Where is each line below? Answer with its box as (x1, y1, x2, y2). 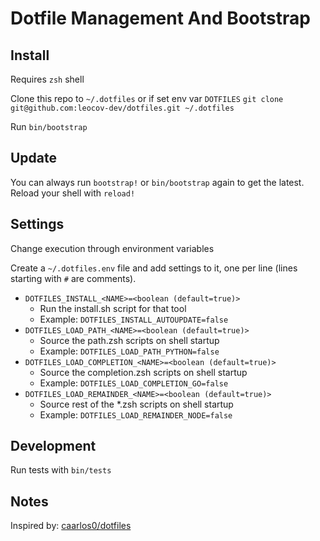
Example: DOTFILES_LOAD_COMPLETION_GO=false (39, 377, 229, 389)
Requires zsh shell (10, 73, 85, 85)
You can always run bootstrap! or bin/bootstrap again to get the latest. (10, 176, 305, 188)
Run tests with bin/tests (10, 464, 112, 476)
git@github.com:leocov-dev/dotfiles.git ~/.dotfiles (10, 103, 235, 113)
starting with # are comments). (10, 272, 137, 284)
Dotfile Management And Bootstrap (10, 7, 311, 30)
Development (10, 438, 97, 455)
